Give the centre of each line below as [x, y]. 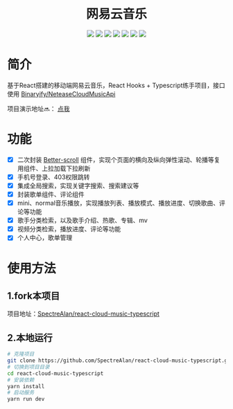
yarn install [26, 386]
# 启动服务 [21, 393]
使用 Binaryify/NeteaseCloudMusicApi [61, 93]
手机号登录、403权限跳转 [53, 176]
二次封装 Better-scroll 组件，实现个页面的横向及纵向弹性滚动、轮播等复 [119, 159]
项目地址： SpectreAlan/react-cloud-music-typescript [83, 314]
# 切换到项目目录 [28, 367]
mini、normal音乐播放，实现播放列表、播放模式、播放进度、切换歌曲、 [118, 203]
